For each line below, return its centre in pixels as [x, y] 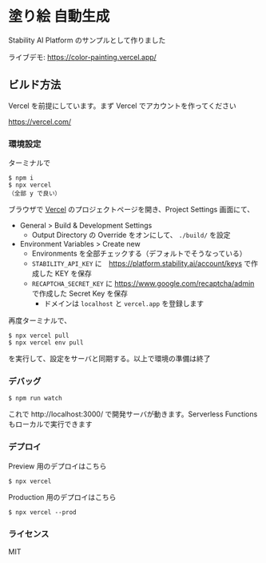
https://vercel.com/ [40, 122]
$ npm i [21, 178]
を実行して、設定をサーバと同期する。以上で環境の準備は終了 [109, 359]
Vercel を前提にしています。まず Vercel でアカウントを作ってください [123, 106]
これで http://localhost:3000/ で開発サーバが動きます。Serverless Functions [133, 414]
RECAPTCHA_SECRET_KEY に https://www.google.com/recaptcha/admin [143, 284]
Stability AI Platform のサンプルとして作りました [87, 40]
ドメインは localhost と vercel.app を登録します [124, 304]
